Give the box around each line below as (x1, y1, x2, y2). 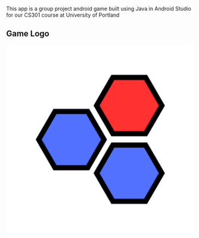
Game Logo (6, 29, 49, 39)
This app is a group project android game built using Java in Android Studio (6, 5, 192, 12)
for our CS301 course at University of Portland (6, 11, 120, 19)
